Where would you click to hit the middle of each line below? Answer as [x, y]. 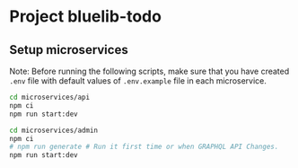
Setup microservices [69, 50]
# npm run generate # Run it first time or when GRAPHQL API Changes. [144, 147]
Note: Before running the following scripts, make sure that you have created [149, 71]
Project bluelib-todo [85, 17]
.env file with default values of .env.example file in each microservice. [138, 81]
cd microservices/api [50, 97]
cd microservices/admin [54, 130]
